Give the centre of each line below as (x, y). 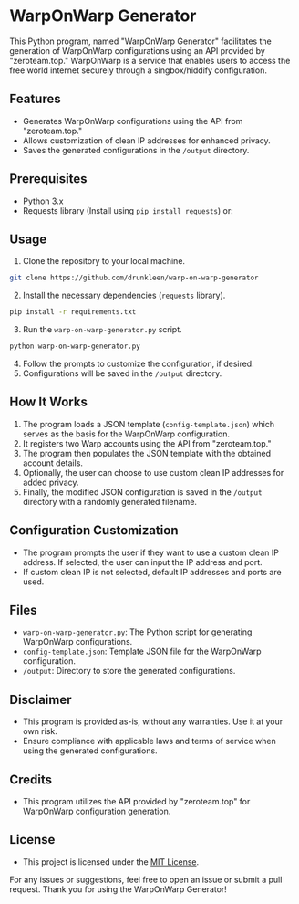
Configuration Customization (94, 531)
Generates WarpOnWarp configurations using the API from (133, 121)
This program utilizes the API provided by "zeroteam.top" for (136, 802)
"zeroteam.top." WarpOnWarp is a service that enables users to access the (150, 60)
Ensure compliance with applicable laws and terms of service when (149, 741)
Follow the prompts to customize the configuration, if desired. (138, 363)
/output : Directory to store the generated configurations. (129, 671)
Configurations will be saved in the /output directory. (122, 373)
